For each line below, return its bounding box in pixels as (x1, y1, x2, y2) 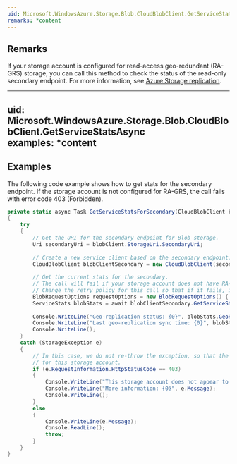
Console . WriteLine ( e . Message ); (44, 417, 138, 425)
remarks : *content (7, 17, 61, 24)
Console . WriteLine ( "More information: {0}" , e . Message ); (44, 385, 217, 392)
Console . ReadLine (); (44, 425, 106, 432)
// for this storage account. (32, 359, 121, 366)
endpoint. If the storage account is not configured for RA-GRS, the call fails (7, 187, 226, 195)
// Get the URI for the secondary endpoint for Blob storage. (32, 234, 219, 242)
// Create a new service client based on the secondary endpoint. (32, 254, 232, 261)
